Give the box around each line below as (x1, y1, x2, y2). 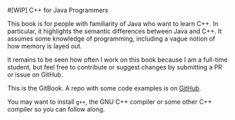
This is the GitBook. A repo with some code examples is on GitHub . (7, 84, 202, 92)
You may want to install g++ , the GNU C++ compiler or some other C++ (7, 98, 212, 106)
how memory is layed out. (7, 42, 82, 50)
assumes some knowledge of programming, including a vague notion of (7, 34, 216, 43)
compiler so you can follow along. (7, 105, 106, 113)
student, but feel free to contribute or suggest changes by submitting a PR (7, 63, 223, 71)
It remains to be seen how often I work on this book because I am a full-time (7, 55, 228, 64)
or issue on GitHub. (7, 70, 63, 79)
